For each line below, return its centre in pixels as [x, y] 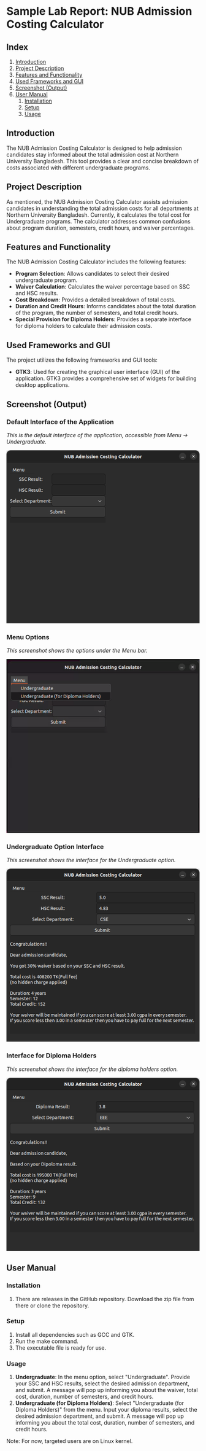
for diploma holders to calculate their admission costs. [84, 326]
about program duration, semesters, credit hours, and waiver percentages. [101, 228]
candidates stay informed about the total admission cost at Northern [93, 154]
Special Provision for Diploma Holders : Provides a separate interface [103, 319]
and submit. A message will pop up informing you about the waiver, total [106, 1390]
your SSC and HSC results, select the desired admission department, [102, 1383]
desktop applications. [42, 385]
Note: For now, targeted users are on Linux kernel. [70, 1441]
